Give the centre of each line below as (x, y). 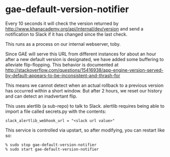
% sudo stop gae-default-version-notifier (51, 145)
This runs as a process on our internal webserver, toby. (63, 44)
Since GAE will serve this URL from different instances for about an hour (81, 54)
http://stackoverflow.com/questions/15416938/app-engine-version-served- (84, 70)
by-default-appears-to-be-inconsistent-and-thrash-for (63, 75)
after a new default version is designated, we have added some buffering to (84, 59)
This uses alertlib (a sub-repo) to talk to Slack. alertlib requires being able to (85, 106)
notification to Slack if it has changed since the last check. (66, 34)
